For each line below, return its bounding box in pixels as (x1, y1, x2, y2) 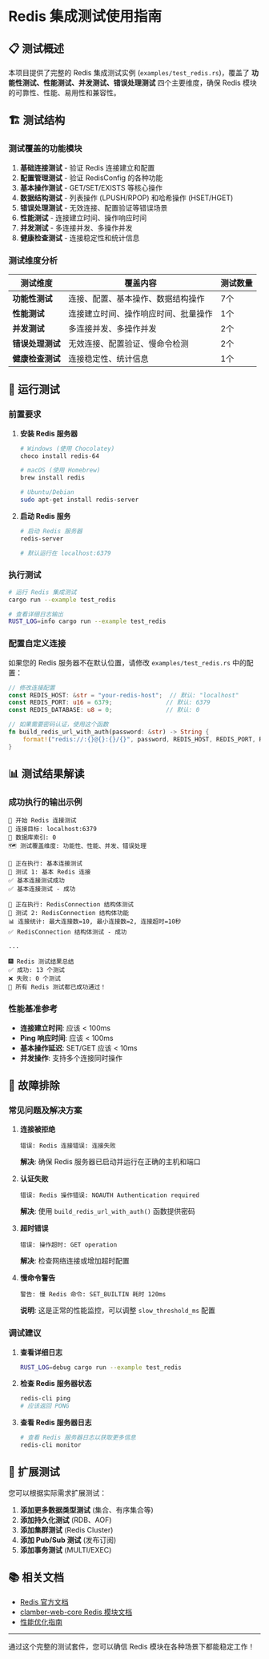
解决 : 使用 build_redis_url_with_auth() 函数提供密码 (19, 1207, 195, 1216)
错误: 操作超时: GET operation (19, 1241, 118, 1249)
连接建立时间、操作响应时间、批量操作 (68, 307, 214, 319)
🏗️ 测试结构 (8, 114, 66, 127)
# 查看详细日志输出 (8, 610, 64, 618)
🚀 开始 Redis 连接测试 (8, 817, 77, 825)
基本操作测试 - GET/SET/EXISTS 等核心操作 (19, 183, 163, 192)
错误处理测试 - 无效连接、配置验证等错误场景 (19, 203, 168, 212)
